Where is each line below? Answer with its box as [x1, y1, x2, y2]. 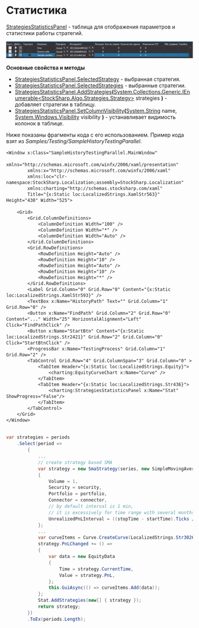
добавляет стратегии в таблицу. [14, 101, 96, 108]
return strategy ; [37, 604, 81, 610]
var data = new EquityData [48, 554, 115, 560]
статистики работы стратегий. [6, 29, 84, 36]
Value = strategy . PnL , [59, 572, 115, 578]
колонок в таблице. [14, 120, 64, 127]
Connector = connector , [48, 497, 108, 503]
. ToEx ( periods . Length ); [27, 616, 86, 622]
